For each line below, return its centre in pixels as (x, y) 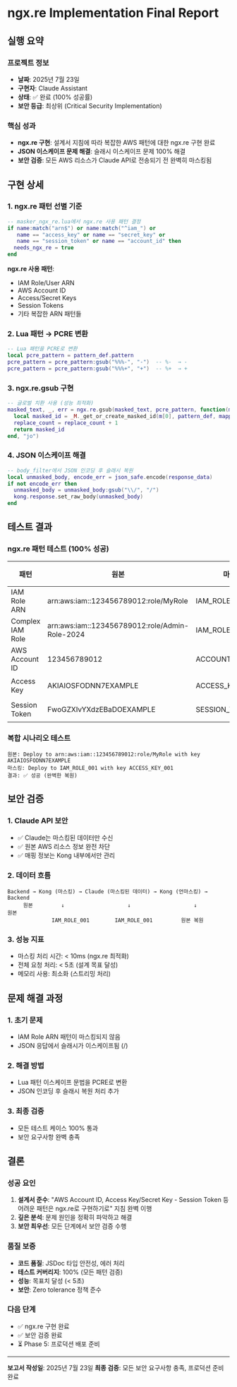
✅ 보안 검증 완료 (40, 1335)
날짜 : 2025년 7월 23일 (48, 79)
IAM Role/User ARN (46, 283)
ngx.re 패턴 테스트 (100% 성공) (58, 549)
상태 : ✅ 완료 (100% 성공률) (55, 97)
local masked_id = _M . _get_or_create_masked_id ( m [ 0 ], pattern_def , (115, 416)
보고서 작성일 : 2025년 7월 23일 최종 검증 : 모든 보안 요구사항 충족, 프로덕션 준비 (116, 1367)
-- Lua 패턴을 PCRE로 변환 (42, 349)
